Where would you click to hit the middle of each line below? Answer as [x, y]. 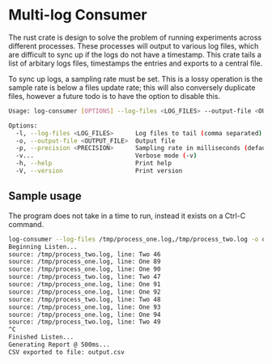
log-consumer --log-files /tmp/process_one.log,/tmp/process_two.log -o [134, 239]
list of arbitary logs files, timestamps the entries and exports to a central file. [136, 63]
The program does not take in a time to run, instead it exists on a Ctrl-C [127, 216]
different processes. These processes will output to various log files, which [134, 45]
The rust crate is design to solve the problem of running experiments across [135, 37]
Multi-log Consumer [78, 15]
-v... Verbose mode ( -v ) [106, 156]
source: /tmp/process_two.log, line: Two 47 [85, 277]
